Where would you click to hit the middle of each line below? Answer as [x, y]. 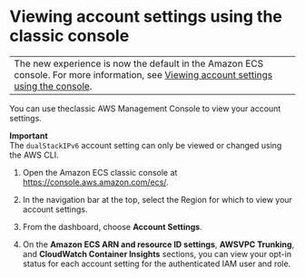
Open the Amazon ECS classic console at [100, 172]
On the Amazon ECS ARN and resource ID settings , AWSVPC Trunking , [158, 244]
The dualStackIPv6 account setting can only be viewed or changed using [146, 145]
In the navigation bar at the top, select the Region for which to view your [157, 199]
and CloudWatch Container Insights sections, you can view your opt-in [157, 254]
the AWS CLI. [34, 155]
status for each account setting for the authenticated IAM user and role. [157, 264]
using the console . [53, 86]
